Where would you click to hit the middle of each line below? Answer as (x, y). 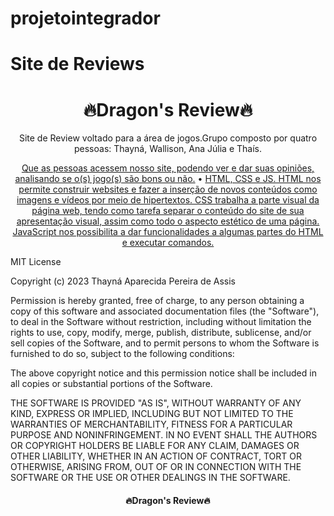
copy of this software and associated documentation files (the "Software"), (165, 311)
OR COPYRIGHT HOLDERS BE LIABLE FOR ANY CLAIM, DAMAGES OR (155, 446)
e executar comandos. (168, 243)
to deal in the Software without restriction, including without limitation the (161, 322)
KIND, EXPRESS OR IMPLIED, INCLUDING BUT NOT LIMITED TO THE (152, 414)
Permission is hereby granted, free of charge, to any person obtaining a (157, 301)
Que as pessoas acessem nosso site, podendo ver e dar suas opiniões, (168, 168)
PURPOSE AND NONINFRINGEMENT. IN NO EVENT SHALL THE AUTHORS (164, 435)
